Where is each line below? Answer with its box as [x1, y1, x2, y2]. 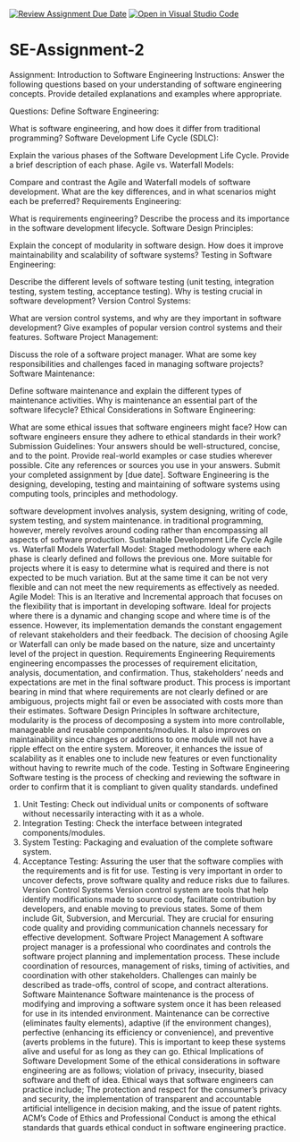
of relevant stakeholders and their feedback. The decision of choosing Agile [9, 629, 288, 640]
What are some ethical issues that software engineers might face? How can [9, 422, 287, 432]
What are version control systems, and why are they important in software [9, 312, 282, 323]
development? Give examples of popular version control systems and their [9, 322, 283, 333]
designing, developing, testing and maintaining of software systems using [9, 479, 280, 490]
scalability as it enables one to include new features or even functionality [9, 753, 278, 763]
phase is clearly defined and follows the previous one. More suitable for [9, 553, 273, 564]
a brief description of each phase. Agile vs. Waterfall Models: [9, 159, 235, 170]
